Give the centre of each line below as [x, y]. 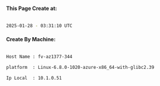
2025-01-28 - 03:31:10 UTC [39, 26]
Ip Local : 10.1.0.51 [34, 78]
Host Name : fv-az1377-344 [39, 57]
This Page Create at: [32, 8]
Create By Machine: [31, 39]
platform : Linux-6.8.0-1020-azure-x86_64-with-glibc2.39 [80, 68]
